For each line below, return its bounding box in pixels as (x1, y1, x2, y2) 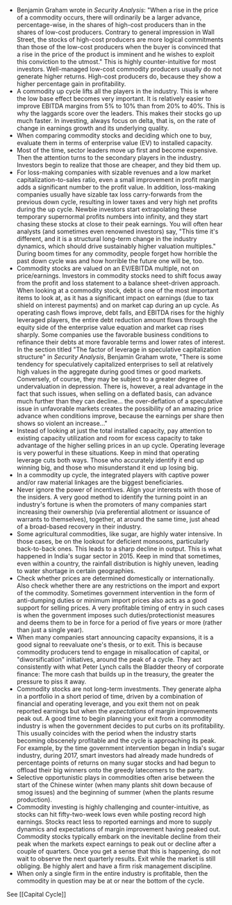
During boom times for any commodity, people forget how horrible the (16, 249, 218, 258)
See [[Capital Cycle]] (6, 890, 67, 898)
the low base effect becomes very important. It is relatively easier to (16, 94, 212, 103)
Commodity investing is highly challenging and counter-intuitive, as (16, 803, 210, 811)
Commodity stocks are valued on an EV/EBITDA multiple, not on (16, 264, 199, 272)
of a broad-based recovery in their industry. (16, 522, 142, 531)
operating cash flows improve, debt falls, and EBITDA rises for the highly (16, 308, 224, 317)
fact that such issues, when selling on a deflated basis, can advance (16, 390, 213, 398)
